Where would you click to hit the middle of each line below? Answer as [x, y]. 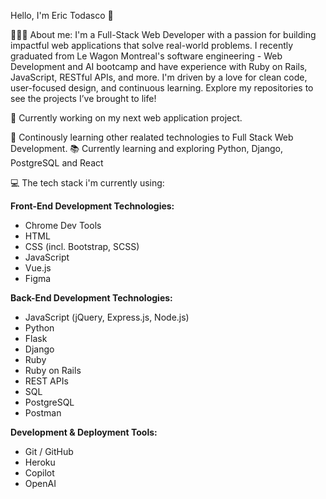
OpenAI [40, 483]
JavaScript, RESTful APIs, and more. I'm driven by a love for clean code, [159, 77]
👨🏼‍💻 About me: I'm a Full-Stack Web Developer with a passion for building [163, 34]
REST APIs [46, 381]
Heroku [40, 462]
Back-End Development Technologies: [91, 298]
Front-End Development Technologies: [92, 206]
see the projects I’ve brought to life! [83, 98]
